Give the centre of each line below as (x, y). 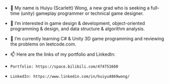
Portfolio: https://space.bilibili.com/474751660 (64, 67)
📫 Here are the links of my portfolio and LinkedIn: (63, 54)
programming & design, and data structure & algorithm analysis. (77, 29)
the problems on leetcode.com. (43, 44)
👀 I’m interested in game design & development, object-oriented (77, 23)
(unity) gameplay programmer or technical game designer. (82, 13)
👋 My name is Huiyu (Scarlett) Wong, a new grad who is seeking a (80, 8)
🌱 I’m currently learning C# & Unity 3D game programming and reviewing (87, 39)
